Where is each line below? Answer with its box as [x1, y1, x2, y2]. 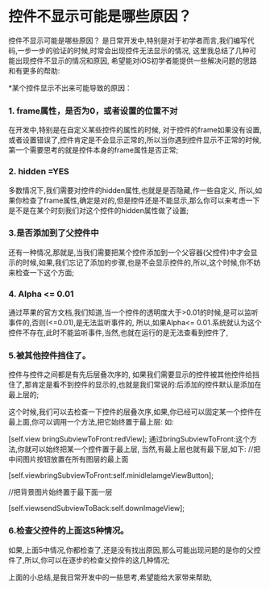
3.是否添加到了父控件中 [8, 228, 99, 239]
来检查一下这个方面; [8, 267, 75, 277]
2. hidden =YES [8, 166, 70, 178]
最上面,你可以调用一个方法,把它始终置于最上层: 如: [8, 417, 175, 427]
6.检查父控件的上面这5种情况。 [8, 525, 129, 537]
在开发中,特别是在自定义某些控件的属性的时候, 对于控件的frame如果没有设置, [8, 125, 262, 135]
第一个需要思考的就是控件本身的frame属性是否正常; [8, 145, 179, 155]
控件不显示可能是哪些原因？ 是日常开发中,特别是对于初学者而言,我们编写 [8, 36, 248, 45]
